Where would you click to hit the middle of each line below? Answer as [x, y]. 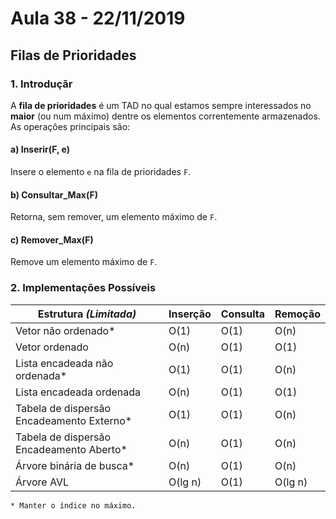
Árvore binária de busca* [75, 465]
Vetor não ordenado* [65, 330]
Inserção [190, 314]
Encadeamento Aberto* [71, 449]
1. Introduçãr [41, 84]
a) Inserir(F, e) [40, 149]
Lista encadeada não [64, 363]
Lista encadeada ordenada [78, 392]
